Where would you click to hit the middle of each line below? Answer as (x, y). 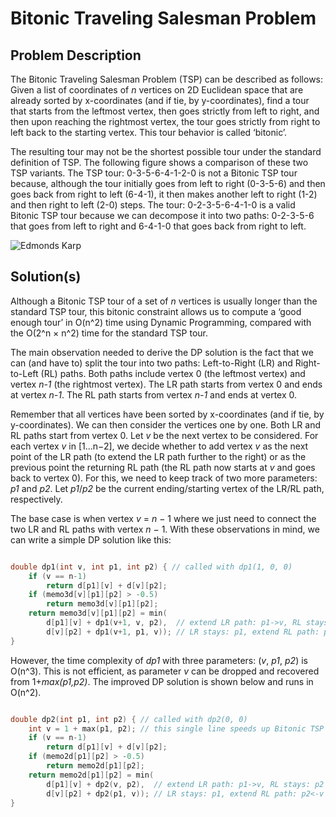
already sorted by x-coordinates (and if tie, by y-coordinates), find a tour (160, 100)
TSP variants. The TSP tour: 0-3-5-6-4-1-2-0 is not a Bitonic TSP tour (154, 173)
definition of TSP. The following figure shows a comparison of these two (159, 162)
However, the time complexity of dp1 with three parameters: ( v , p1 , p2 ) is (159, 660)
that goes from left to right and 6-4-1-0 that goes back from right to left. (158, 226)
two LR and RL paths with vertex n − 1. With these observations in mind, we (165, 529)
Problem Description (76, 55)
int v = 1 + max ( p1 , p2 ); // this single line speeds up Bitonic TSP (176, 728)
